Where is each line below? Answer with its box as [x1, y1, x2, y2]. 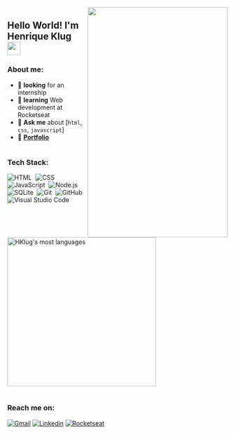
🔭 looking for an [17, 81, 64, 89]
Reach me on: [7, 403, 55, 413]
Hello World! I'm [7, 20, 79, 32]
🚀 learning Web [17, 95, 63, 104]
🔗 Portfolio [17, 133, 50, 141]
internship [17, 88, 47, 97]
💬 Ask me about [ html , [17, 118, 83, 126]
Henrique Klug [7, 31, 72, 43]
